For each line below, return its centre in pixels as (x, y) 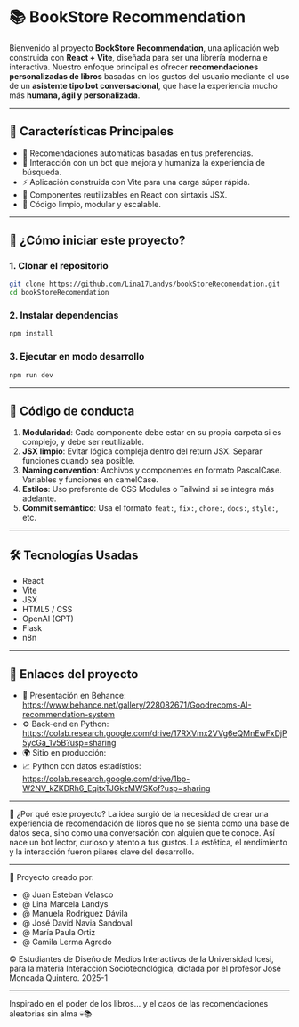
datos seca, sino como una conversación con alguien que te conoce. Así (142, 832)
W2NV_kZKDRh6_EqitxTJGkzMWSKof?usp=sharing (116, 788)
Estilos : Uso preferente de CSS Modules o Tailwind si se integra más (148, 489)
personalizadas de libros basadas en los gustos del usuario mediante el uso (149, 76)
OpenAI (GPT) (48, 619)
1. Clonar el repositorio (59, 266)
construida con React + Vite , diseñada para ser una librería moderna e (139, 57)
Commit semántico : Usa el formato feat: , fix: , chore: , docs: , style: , (150, 508)
